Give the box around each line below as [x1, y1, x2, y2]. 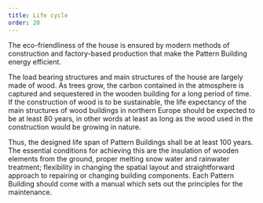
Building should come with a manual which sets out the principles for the [8, 179, 243, 188]
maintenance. [8, 187, 53, 197]
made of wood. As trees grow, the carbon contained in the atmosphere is [8, 80, 245, 90]
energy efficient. [8, 56, 61, 67]
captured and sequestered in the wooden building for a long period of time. [8, 89, 252, 98]
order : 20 [8, 19, 41, 27]
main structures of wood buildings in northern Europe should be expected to [8, 105, 255, 114]
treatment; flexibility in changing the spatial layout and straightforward [8, 162, 236, 172]
